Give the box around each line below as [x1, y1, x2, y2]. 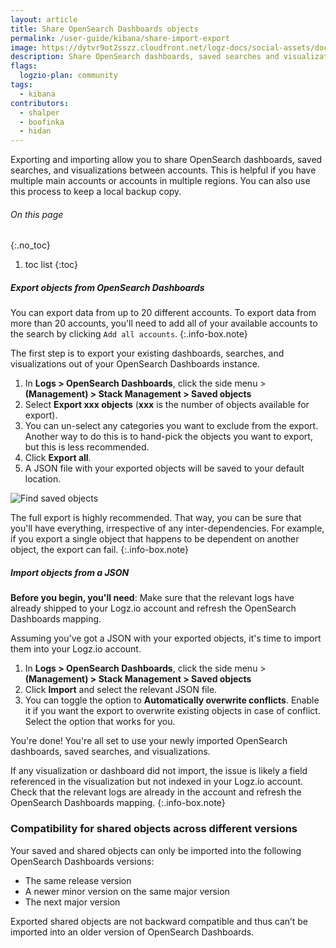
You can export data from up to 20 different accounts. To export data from [10, 307, 317, 319]
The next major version [24, 896, 121, 908]
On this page [10, 208, 64, 220]
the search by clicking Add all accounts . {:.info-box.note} [10, 328, 248, 340]
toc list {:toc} [24, 259, 78, 271]
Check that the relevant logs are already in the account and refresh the [10, 786, 302, 798]
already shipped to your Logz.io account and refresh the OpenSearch [10, 602, 297, 615]
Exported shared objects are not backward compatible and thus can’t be [10, 915, 308, 927]
